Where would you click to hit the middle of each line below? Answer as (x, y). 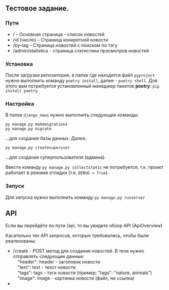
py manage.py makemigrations (36, 124)
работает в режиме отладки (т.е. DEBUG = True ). (57, 173)
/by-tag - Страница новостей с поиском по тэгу (65, 45)
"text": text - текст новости (46, 267)
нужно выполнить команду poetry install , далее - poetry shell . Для (81, 80)
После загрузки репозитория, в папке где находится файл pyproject (80, 75)
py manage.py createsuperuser (38, 148)
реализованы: (21, 241)
